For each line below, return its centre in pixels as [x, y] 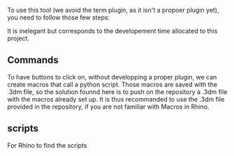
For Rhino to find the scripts [47, 145]
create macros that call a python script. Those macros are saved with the [112, 84]
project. [19, 38]
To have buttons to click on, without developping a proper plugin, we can [112, 77]
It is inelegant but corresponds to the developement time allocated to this [112, 31]
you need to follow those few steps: [59, 17]
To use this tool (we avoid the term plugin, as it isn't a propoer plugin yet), [113, 10]
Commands [33, 60]
